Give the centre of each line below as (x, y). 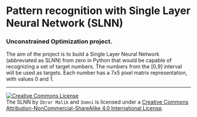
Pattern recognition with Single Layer (98, 11)
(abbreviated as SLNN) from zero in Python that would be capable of (89, 60)
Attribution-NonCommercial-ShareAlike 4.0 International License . (85, 108)
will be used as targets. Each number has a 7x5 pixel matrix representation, (97, 73)
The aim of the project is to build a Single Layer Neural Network (83, 54)
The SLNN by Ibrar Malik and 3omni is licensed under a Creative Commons (97, 102)
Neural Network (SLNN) (65, 23)
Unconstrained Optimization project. (59, 42)
